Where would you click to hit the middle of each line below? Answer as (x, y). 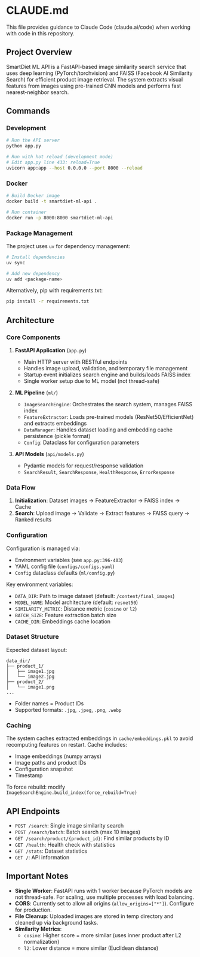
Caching (19, 725)
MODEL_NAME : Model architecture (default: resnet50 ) (76, 602)
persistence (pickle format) (57, 436)
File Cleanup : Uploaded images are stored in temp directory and (94, 916)
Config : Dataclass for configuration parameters (81, 442)
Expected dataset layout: (37, 650)
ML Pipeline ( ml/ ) (36, 393)
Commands (28, 111)
